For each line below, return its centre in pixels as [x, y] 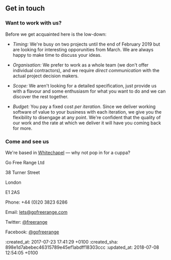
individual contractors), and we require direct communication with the [86, 70]
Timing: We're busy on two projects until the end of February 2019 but [86, 44]
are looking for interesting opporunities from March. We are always [83, 49]
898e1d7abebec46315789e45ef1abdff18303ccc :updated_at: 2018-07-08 [82, 247]
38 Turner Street [23, 172]
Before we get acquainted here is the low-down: [56, 34]
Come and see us [27, 141]
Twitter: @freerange [26, 222]
